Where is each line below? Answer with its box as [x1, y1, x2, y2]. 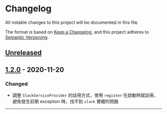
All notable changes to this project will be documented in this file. [5, 19, 139, 25]
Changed [5, 80, 28, 87]
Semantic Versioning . [5, 34, 49, 40]
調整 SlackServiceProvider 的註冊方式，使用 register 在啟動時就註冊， [12, 92, 159, 98]
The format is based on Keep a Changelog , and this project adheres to [5, 29, 149, 35]
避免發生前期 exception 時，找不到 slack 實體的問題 [12, 99, 118, 105]
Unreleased [5, 49, 42, 57]
